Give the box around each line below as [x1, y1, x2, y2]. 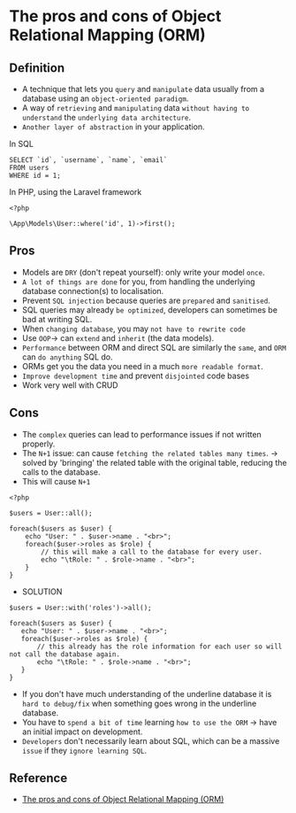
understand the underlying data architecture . [21, 112, 192, 122]
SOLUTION [21, 586, 63, 597]
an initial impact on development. [21, 726, 143, 737]
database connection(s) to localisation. [21, 285, 164, 296]
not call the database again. [9, 649, 121, 659]
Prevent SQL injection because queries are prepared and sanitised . [21, 295, 271, 306]
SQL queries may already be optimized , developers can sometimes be [21, 304, 278, 315]
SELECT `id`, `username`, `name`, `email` [9, 156, 168, 165]
